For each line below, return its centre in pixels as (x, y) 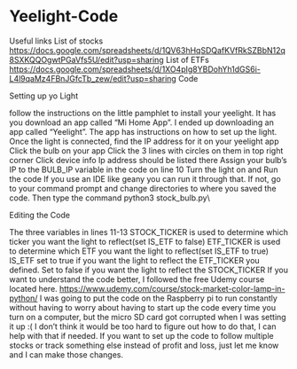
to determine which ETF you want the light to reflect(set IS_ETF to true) (139, 251)
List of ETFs (188, 59)
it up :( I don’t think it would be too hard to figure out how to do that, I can (143, 326)
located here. (33, 288)
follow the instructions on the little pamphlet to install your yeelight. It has (143, 113)
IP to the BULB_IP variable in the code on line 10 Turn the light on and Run (144, 169)
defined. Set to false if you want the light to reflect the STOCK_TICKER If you (148, 270)
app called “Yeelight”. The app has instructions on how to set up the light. (143, 131)
